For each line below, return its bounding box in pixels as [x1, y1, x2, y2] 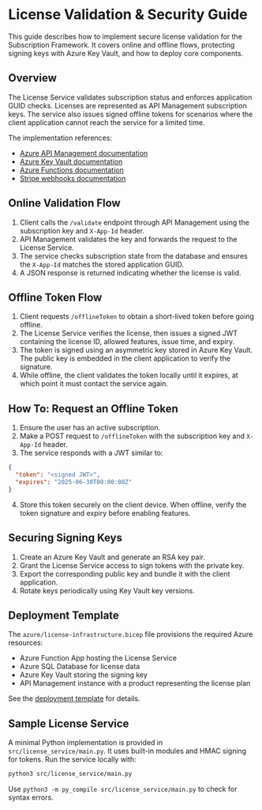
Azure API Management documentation [19, 148, 148, 157]
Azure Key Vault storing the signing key [19, 670, 148, 679]
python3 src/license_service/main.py [8, 770, 133, 778]
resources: [8, 638, 43, 648]
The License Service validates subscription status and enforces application [8, 93, 253, 102]
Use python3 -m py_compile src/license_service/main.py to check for [8, 785, 238, 793]
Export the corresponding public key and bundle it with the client [19, 569, 230, 578]
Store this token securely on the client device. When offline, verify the [19, 500, 247, 509]
